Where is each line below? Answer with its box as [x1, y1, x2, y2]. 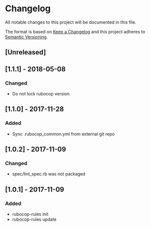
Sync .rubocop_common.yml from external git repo [12, 131, 115, 137]
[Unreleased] [5, 48, 46, 57]
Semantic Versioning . [5, 34, 48, 40]
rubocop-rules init [12, 211, 49, 217]
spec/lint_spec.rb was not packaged [12, 171, 86, 177]
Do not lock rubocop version [12, 91, 70, 97]
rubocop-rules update [12, 217, 57, 223]
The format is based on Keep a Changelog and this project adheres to [5, 28, 146, 34]
